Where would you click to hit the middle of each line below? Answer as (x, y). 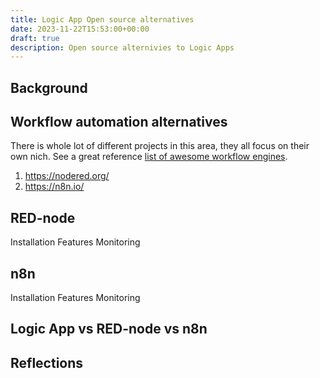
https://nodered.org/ (67, 176)
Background (49, 87)
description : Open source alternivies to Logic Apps (122, 47)
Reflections (47, 362)
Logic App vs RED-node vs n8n (109, 329)
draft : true (35, 38)
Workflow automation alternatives (119, 122)
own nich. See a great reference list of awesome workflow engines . (149, 157)
